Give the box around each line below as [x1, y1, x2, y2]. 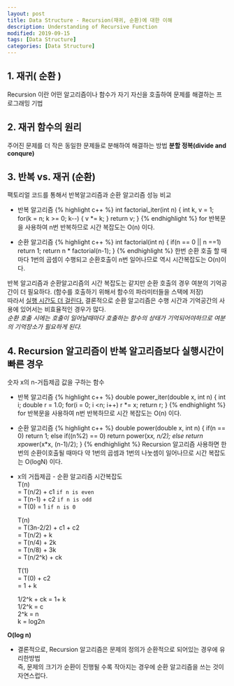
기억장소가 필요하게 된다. [14, 323, 82, 331]
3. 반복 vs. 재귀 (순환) [7, 171, 96, 183]
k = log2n [17, 618, 45, 626]
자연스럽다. [17, 671, 48, 680]
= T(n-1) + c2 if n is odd [17, 495, 92, 504]
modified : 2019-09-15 [7, 29, 71, 37]
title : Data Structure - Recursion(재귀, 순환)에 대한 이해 [7, 17, 173, 24]
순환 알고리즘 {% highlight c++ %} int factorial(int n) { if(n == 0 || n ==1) [17, 238, 221, 247]
